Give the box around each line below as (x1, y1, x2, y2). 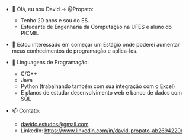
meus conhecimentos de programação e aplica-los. (11, 47, 138, 54)
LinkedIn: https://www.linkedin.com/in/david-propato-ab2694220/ (20, 127, 183, 134)
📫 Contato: (11, 107, 40, 114)
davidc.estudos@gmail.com (20, 121, 89, 128)
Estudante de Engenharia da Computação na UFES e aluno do (20, 24, 172, 30)
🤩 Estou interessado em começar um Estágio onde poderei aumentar (11, 41, 180, 48)
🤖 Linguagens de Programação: (11, 59, 89, 66)
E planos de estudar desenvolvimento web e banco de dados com (20, 89, 182, 96)
